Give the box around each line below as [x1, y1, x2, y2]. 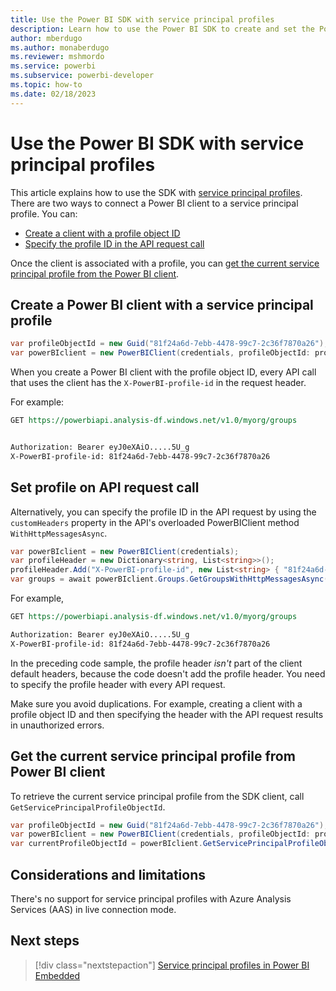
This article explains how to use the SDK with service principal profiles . [10, 186, 303, 198]
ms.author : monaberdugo [10, 42, 110, 53]
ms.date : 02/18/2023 [10, 89, 97, 99]
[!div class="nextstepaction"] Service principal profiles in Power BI [34, 959, 310, 971]
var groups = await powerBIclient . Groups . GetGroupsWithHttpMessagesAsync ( [10, 574, 329, 585]
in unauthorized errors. [10, 719, 105, 731]
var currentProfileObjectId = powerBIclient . [10, 839, 203, 849]
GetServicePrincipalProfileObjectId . [10, 801, 166, 813]
